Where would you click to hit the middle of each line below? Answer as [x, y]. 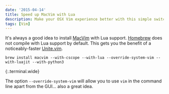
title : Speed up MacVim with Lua [40, 14]
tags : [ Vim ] [18, 24]
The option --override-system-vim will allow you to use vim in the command [83, 81]
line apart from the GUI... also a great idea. [49, 86]
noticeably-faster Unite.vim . [34, 48]
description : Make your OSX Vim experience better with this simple [78, 19]
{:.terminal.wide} [22, 71]
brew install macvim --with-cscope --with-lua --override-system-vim [80, 58]
